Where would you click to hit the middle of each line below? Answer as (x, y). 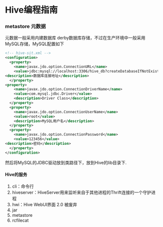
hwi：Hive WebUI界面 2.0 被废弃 (45, 204)
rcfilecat (20, 220)
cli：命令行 (23, 186)
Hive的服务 (16, 175)
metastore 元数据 (25, 26)
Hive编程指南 (32, 10)
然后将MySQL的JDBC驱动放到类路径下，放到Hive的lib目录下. (66, 162)
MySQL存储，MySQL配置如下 (35, 44)
